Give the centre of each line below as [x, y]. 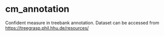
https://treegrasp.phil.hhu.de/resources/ [47, 28]
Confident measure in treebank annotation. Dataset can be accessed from [82, 23]
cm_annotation [37, 9]
